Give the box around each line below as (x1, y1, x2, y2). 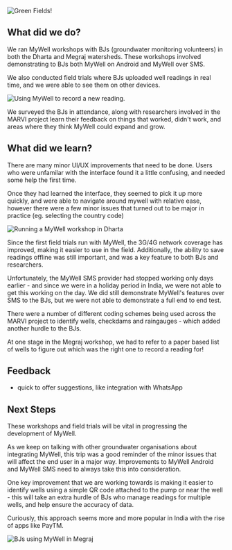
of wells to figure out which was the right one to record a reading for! (7, 344, 204, 353)
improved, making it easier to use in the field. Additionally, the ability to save (7, 245, 224, 253)
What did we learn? (7, 142, 93, 154)
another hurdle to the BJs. (7, 324, 82, 333)
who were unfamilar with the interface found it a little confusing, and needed (7, 168, 225, 176)
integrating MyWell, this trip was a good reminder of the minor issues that (7, 450, 217, 458)
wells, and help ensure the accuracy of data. (7, 501, 134, 509)
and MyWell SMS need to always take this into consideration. (7, 465, 181, 474)
